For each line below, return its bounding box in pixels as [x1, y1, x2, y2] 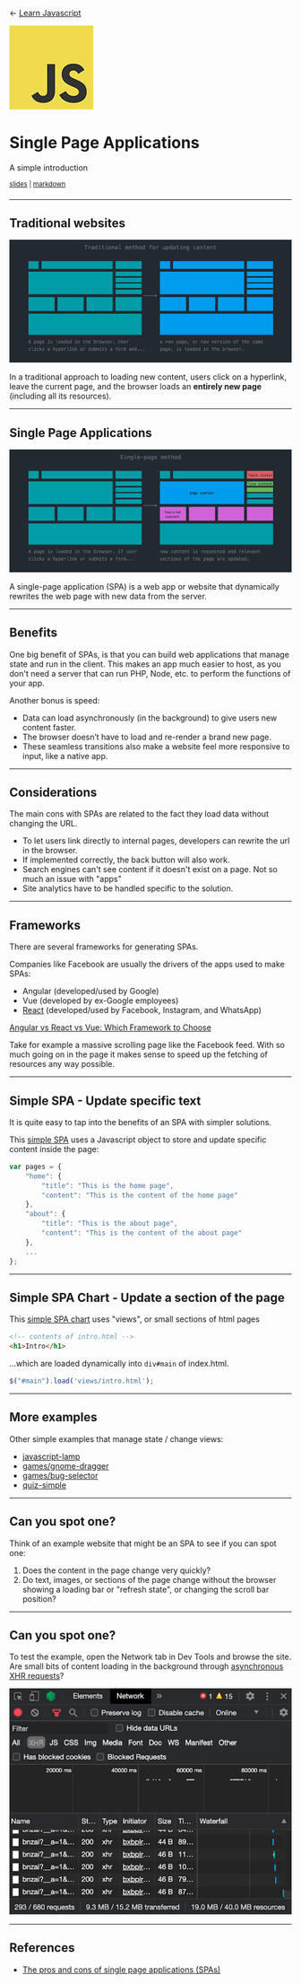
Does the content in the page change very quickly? [21, 1565, 211, 1576]
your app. [9, 677, 45, 688]
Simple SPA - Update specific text [9, 1093, 202, 1108]
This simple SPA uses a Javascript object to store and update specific [9, 1134, 267, 1145]
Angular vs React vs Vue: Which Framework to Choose [9, 1022, 212, 1033]
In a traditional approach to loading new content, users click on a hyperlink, [9, 371, 288, 382]
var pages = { [9, 1162, 63, 1171]
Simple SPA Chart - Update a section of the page [9, 1289, 285, 1305]
